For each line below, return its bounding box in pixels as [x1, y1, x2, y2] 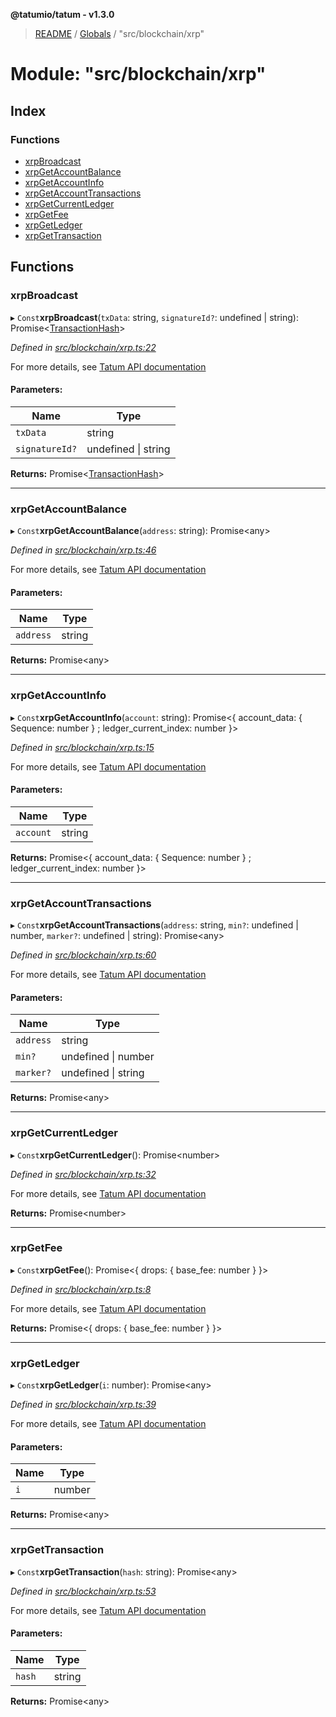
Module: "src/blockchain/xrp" [10, 63, 267, 86]
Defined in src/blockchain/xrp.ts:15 [10, 741, 155, 753]
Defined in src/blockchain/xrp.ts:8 [10, 1283, 152, 1295]
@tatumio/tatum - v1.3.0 [10, 9, 115, 20]
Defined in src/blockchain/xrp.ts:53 [10, 1585, 157, 1597]
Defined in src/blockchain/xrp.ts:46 [10, 544, 157, 556]
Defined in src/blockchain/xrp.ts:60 [10, 949, 157, 961]
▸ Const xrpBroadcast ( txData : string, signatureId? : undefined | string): [10, 311, 299, 323]
